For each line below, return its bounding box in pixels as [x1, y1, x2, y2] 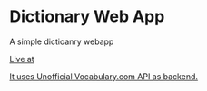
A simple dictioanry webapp [9, 36, 114, 47]
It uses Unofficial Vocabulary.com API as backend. [9, 70, 198, 82]
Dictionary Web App [9, 6, 165, 27]
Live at [9, 53, 34, 64]
